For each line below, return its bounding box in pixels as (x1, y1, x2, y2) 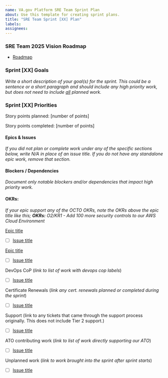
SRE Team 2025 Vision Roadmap (5, 43, 87, 50)
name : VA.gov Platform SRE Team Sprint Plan (5, 7, 100, 13)
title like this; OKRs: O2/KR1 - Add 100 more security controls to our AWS (5, 212, 156, 218)
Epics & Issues (5, 134, 36, 140)
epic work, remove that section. (5, 156, 71, 162)
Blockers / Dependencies (5, 167, 59, 174)
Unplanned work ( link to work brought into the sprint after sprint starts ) (5, 357, 152, 363)
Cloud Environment (5, 218, 45, 224)
